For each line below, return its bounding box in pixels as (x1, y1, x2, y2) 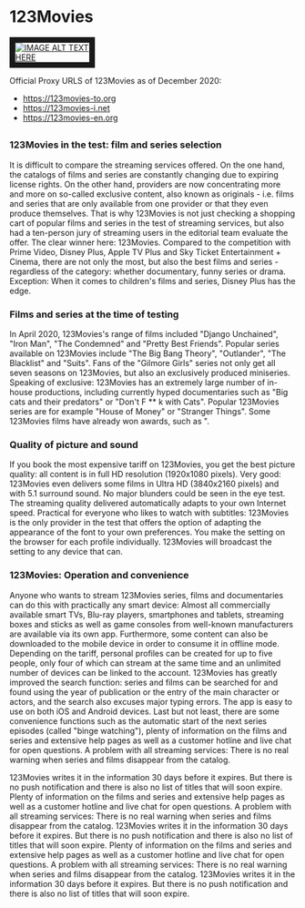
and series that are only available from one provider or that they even (9, 198, 269, 209)
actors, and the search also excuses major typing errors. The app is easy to (9, 696, 293, 707)
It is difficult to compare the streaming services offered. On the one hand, (9, 159, 285, 170)
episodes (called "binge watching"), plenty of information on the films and (9, 725, 288, 736)
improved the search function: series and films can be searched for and (9, 677, 279, 688)
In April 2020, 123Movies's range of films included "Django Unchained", (9, 329, 280, 339)
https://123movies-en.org (22, 112, 118, 123)
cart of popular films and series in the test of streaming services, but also (9, 217, 285, 229)
